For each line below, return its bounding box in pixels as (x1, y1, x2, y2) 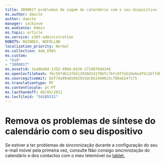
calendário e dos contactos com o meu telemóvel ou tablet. (5, 153, 125, 159)
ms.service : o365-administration (5, 35, 74, 40)
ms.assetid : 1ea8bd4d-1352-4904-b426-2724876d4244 (5, 67, 111, 72)
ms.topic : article (5, 30, 43, 35)
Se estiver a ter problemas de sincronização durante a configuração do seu (5, 142, 158, 148)
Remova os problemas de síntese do (5, 115, 156, 127)
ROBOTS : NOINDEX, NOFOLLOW (5, 39, 60, 44)
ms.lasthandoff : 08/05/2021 (5, 90, 63, 95)
